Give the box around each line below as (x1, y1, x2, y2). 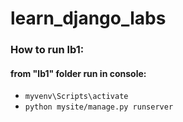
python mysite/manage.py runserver (24, 102, 174, 112)
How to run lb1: (10, 43, 85, 57)
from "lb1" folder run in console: (10, 67, 147, 79)
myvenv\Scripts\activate (24, 92, 129, 102)
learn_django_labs (10, 7, 167, 30)
